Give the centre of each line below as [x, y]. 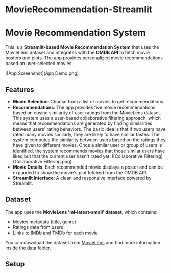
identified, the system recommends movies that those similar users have [89, 151]
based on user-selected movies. [39, 64]
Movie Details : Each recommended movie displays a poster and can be [88, 167]
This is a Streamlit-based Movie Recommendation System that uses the [82, 47]
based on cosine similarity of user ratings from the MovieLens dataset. [87, 112]
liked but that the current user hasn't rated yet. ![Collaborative [78, 156]
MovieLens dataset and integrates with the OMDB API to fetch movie [78, 53]
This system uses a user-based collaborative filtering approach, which [87, 118]
